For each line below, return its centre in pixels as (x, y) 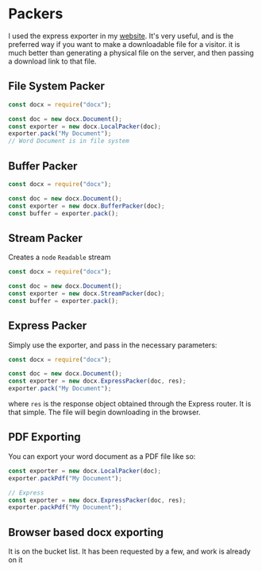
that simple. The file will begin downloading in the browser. (104, 412)
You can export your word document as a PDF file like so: (102, 456)
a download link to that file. (52, 61)
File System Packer (57, 86)
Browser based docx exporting (86, 532)
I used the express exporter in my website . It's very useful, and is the (121, 36)
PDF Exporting (44, 437)
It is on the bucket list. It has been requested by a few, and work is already (130, 552)
